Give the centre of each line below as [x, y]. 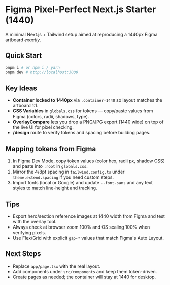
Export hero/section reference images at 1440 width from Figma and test [89, 216]
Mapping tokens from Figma [51, 149]
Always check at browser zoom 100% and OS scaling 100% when [81, 227]
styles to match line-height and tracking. [55, 188]
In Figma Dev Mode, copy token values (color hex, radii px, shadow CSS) [89, 161]
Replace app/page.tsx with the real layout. [56, 266]
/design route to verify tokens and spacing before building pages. [81, 133]
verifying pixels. [29, 232]
